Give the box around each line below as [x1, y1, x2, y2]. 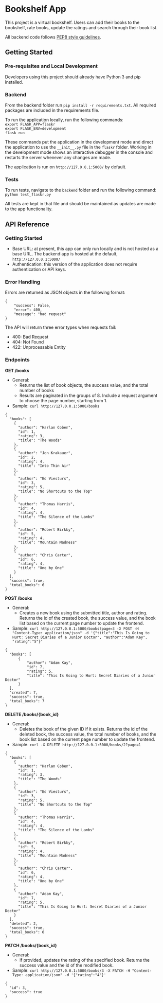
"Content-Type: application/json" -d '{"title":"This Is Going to [12, 630, 150, 635]
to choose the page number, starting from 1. [19, 397, 108, 403]
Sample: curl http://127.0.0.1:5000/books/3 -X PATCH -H [12, 967, 130, 973]
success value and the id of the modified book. [19, 962, 114, 968]
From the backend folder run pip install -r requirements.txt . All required [5, 102, 157, 108]
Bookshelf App [5, 3, 67, 15]
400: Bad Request [12, 334, 49, 340]
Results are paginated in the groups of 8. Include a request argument [19, 393, 158, 398]
